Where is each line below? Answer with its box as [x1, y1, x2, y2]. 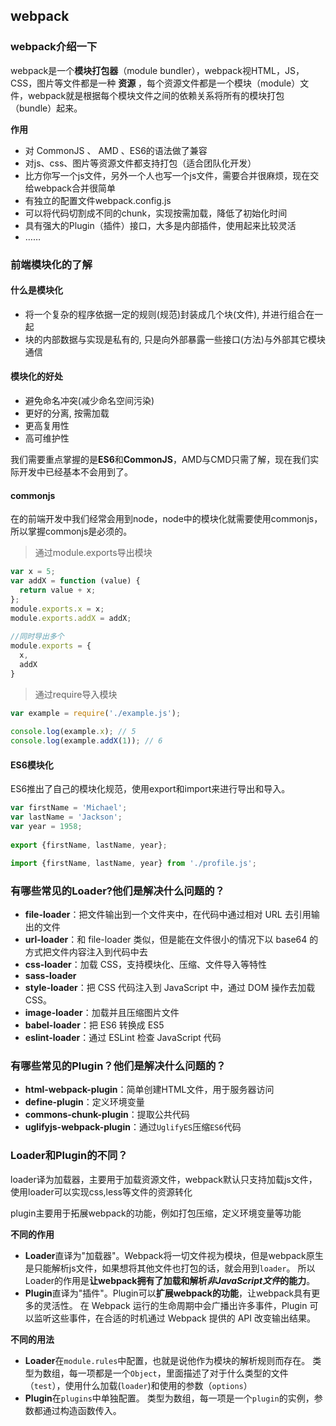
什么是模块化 [10, 284, 63, 296]
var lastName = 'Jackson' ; [10, 812, 123, 823]
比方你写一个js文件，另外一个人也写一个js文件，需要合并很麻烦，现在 [24, 169, 311, 181]
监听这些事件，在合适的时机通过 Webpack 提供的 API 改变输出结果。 [33, 1312, 316, 1324]
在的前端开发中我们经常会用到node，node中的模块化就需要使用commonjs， [10, 513, 323, 525]
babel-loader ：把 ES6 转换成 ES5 [24, 1019, 165, 1031]
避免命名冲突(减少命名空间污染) [24, 395, 155, 407]
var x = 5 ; [10, 567, 56, 577]
